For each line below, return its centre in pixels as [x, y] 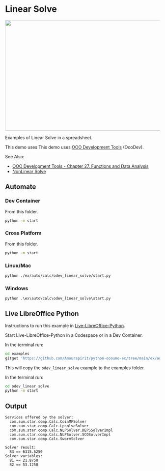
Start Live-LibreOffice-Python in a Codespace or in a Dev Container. [74, 335]
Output [16, 406]
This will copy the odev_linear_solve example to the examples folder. [75, 368]
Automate [21, 187]
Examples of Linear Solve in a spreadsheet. [49, 137]
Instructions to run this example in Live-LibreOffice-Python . [65, 325]
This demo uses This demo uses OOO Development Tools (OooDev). [74, 147]
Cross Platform [23, 233]
